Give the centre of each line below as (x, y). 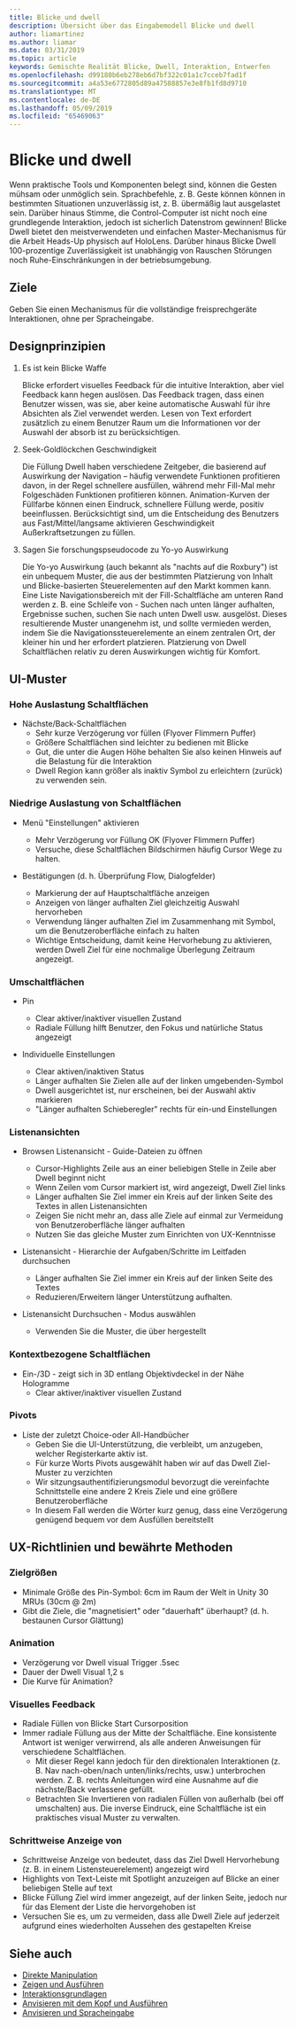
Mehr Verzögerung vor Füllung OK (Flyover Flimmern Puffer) (145, 839)
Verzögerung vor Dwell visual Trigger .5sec (100, 1662)
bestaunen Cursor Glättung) (73, 1620)
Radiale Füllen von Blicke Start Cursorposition (105, 1724)
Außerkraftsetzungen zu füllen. (78, 532)
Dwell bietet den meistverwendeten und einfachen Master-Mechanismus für (148, 232)
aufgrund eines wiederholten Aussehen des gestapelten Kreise (137, 1926)
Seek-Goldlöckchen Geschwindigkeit (89, 449)
